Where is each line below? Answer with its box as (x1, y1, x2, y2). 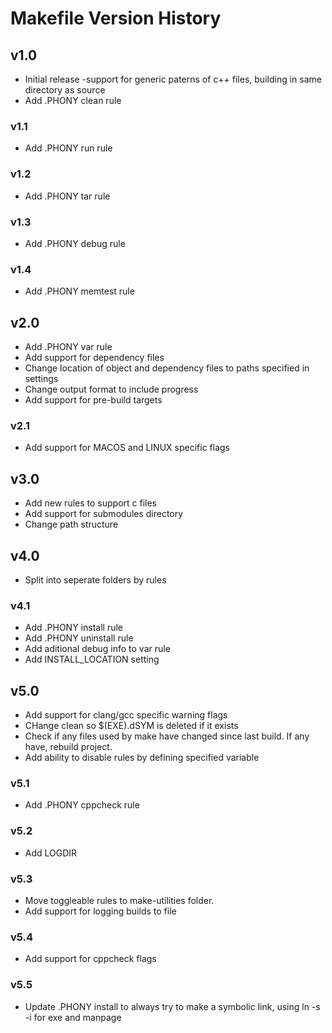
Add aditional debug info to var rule (24, 643, 171, 655)
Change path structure (24, 518, 119, 531)
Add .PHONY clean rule (24, 95, 122, 106)
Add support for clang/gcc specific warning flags (24, 709, 228, 721)
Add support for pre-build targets (24, 394, 163, 406)
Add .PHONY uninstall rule (24, 632, 134, 644)
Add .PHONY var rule (24, 341, 113, 352)
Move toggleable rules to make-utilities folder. (24, 894, 215, 906)
